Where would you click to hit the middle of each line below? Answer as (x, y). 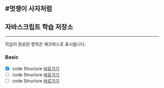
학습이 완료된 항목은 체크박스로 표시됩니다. (46, 44)
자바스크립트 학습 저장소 (39, 27)
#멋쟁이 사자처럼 (29, 9)
